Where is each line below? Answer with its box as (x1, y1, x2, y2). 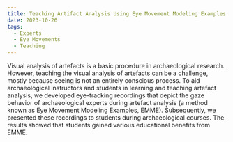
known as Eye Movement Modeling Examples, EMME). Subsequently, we (7, 106, 216, 114)
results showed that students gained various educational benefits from (7, 121, 211, 129)
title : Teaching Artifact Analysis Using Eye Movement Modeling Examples (7, 10, 227, 17)
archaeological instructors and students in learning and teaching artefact (7, 84, 217, 92)
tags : (7, 23, 23, 30)
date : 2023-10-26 (7, 17, 58, 24)
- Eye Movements (13, 36, 61, 43)
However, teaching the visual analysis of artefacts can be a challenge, (7, 69, 209, 77)
